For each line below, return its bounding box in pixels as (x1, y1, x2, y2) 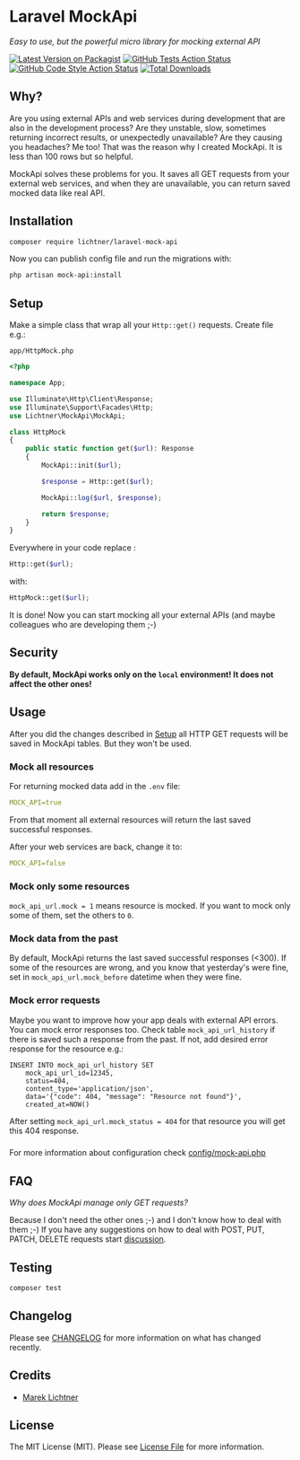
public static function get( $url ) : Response (25, 444, 194, 453)
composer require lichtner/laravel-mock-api (9, 237, 178, 246)
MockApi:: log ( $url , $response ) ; (41, 493, 163, 502)
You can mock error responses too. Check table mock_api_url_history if (9, 1024, 276, 1034)
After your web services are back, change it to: (9, 841, 183, 852)
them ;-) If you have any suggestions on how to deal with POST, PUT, (9, 1224, 265, 1236)
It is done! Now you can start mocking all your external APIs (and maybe (9, 610, 276, 620)
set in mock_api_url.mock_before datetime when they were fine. (9, 972, 242, 982)
